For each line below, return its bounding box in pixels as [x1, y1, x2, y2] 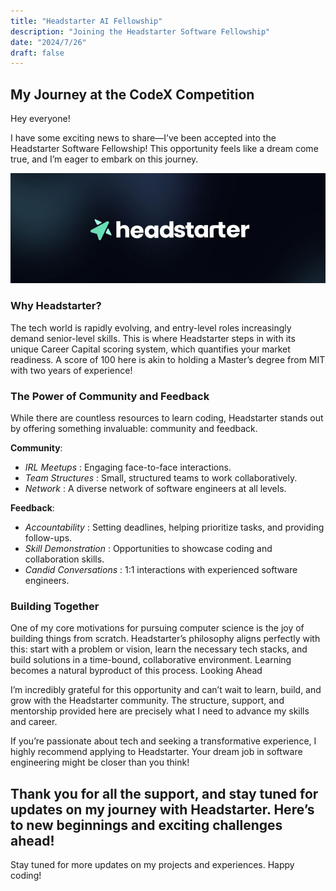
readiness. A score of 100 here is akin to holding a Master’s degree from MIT [10, 353, 326, 365]
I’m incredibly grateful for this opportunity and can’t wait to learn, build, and [10, 684, 322, 696]
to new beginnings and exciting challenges [10, 816, 283, 834]
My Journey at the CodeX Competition [10, 86, 255, 103]
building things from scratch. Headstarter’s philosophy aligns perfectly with [10, 633, 321, 645]
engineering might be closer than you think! [10, 756, 190, 769]
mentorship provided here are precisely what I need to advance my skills [10, 705, 310, 717]
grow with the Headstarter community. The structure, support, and [10, 695, 285, 707]
